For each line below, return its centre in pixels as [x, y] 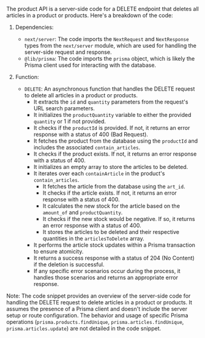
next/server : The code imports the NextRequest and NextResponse [106, 39]
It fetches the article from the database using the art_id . [114, 186]
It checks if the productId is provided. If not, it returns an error [112, 128]
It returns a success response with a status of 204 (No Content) [114, 258]
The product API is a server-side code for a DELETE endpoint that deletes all [102, 9]
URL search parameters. [64, 108]
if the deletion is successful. [69, 265]
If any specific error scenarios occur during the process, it [107, 271]
